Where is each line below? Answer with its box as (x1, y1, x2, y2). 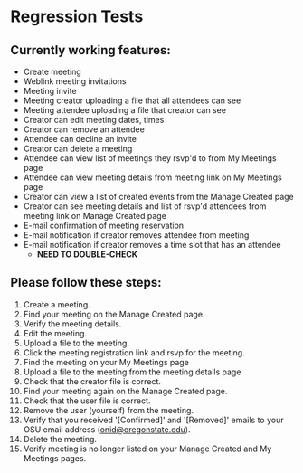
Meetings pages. (23, 452, 87, 463)
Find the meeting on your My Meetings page (23, 356, 189, 367)
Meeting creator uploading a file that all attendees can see (23, 95, 241, 106)
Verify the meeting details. (23, 318, 122, 329)
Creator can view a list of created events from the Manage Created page (23, 192, 294, 202)
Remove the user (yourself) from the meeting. (23, 404, 194, 415)
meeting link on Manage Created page (23, 211, 166, 221)
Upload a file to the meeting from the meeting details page (23, 366, 241, 377)
